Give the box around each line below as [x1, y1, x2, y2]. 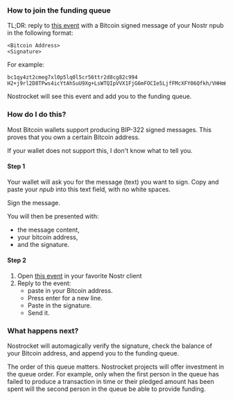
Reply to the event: [17, 279, 71, 287]
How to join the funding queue [7, 6, 111, 15]
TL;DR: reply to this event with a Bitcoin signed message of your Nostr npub [7, 22, 224, 30]
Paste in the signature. [27, 301, 92, 310]
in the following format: [7, 29, 74, 37]
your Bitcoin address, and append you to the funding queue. [7, 349, 179, 358]
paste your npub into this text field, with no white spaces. [7, 185, 171, 193]
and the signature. [17, 240, 69, 248]
